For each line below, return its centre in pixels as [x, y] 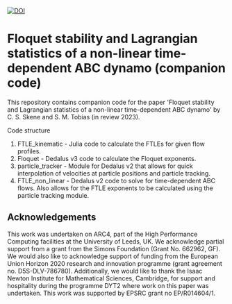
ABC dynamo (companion [150, 68]
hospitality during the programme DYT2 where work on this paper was [108, 285]
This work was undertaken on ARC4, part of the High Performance [102, 234]
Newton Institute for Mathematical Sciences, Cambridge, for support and [111, 278]
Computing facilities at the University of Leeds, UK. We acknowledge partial [116, 241]
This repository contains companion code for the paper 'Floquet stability [111, 102]
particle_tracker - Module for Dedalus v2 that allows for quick [105, 166]
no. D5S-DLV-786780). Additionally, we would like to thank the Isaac [105, 271]
